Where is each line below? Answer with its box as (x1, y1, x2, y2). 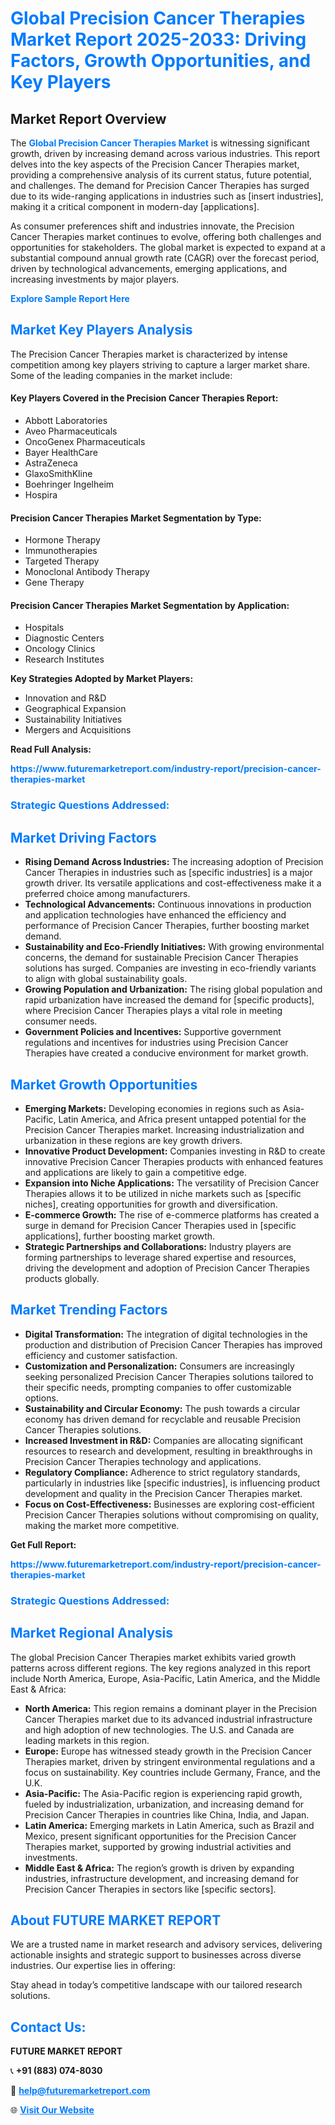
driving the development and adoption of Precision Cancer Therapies (24, 1262, 310, 1274)
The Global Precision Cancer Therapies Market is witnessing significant (10, 137, 310, 149)
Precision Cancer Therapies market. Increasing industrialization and (24, 1123, 305, 1136)
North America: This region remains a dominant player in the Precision (24, 1702, 318, 1714)
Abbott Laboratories (24, 415, 108, 427)
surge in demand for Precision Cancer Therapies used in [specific (24, 1219, 297, 1231)
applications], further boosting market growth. (24, 1230, 216, 1242)
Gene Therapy (24, 577, 85, 589)
